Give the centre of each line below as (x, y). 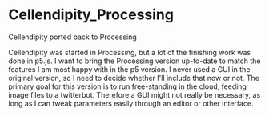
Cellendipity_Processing (91, 15)
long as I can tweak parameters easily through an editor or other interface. (131, 103)
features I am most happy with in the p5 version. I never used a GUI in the (129, 69)
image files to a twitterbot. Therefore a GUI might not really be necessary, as (134, 94)
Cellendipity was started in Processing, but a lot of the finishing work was (129, 52)
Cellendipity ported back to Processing (73, 37)
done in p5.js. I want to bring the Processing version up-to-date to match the (134, 61)
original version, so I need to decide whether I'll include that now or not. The (134, 78)
